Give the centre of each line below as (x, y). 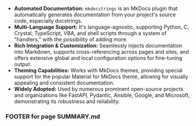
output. (23, 64)
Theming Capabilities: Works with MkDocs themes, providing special (98, 70)
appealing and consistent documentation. (64, 83)
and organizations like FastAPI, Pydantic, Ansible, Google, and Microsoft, (102, 95)
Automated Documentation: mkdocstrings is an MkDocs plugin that (96, 8)
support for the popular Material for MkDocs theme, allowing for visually (101, 76)
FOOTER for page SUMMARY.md (53, 116)
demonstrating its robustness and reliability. (67, 101)
